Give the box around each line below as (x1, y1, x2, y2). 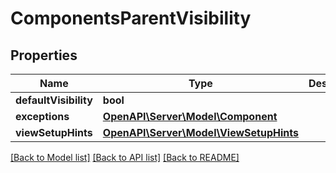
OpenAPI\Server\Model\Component (102, 110, 278, 123)
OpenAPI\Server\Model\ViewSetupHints (102, 126, 299, 139)
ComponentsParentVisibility (10, 7, 252, 30)
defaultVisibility (15, 93, 93, 107)
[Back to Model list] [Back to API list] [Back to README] (10, 152, 240, 163)
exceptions (15, 110, 70, 123)
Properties (10, 47, 78, 64)
